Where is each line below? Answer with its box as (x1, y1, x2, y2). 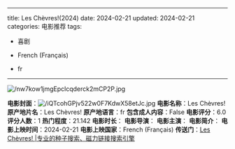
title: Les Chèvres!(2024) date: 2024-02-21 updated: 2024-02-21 (7, 14, 195, 22)
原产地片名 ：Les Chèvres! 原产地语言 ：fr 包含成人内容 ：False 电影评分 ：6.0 (7, 108, 227, 116)
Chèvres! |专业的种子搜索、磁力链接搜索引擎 (7, 134, 135, 142)
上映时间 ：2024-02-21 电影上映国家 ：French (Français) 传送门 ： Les (13, 125, 211, 134)
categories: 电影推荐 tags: (7, 22, 83, 30)
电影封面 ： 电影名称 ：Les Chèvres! (7, 99, 226, 107)
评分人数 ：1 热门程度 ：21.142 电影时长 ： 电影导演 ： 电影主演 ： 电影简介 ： (7, 117, 220, 125)
